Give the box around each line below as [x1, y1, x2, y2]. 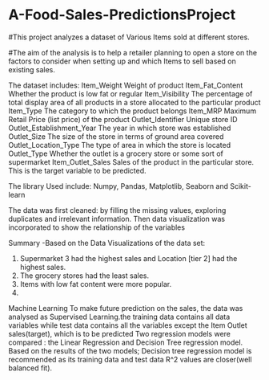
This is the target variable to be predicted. [8, 165, 147, 175]
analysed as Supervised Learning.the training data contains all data [8, 312, 231, 321]
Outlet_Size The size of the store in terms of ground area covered [8, 131, 224, 141]
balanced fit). [8, 363, 53, 373]
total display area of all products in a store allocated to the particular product [8, 97, 262, 107]
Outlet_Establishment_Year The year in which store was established [8, 123, 231, 133]
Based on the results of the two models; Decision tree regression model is [8, 345, 252, 355]
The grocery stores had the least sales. [19, 271, 150, 280]
